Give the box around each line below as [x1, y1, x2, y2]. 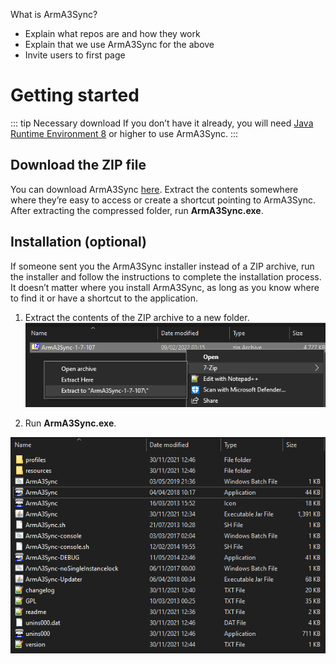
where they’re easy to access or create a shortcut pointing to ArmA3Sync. [10, 194, 316, 206]
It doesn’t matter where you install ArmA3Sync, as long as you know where [10, 281, 320, 293]
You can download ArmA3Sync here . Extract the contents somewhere [10, 183, 299, 195]
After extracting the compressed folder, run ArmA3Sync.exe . [10, 204, 264, 216]
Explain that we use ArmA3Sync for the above [24, 39, 215, 50]
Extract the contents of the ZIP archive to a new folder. [24, 311, 250, 323]
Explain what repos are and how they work [24, 28, 201, 39]
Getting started [10, 84, 140, 107]
